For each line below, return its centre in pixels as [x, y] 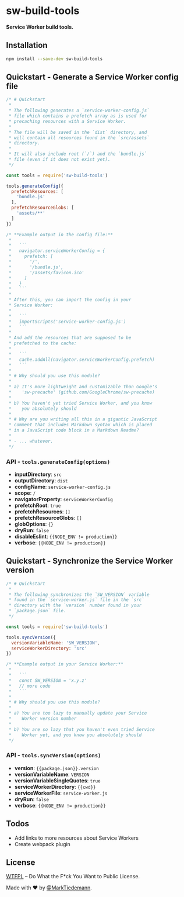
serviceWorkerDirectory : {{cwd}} [55, 786]
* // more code [29, 686]
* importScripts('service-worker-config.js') [67, 322]
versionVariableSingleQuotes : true [57, 780]
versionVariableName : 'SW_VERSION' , [56, 643]
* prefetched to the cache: [43, 343]
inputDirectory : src [38, 474]
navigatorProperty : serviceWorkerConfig [64, 499]
